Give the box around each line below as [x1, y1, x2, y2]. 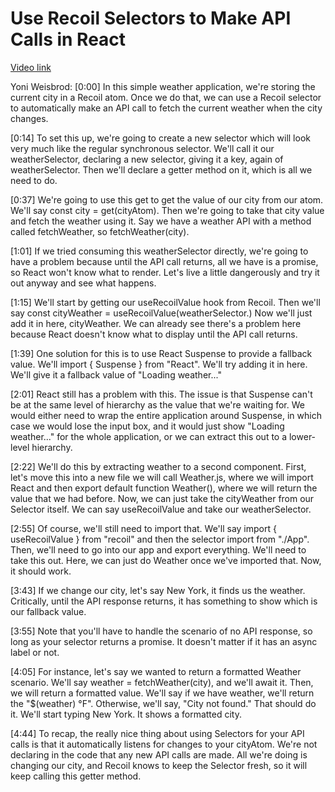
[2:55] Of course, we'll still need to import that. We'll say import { [10, 522, 277, 534]
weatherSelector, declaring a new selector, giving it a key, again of [10, 153, 284, 165]
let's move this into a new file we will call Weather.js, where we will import [10, 471, 314, 483]
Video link [10, 61, 52, 73]
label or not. [10, 646, 60, 658]
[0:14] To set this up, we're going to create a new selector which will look [10, 132, 311, 144]
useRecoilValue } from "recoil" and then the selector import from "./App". [10, 533, 310, 545]
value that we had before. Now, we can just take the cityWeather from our [10, 492, 315, 504]
